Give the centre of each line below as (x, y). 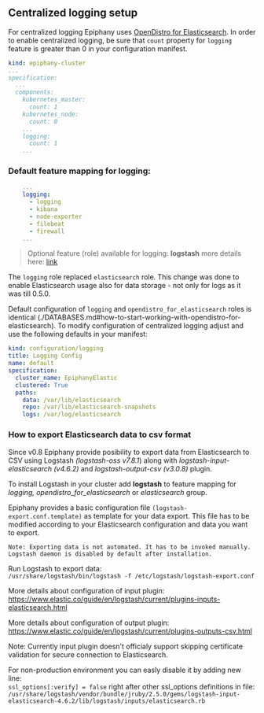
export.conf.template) (45, 516)
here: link (42, 262)
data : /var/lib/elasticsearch (72, 400)
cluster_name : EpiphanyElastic (66, 378)
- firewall (47, 231)
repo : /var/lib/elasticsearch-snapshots (89, 407)
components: (35, 92)
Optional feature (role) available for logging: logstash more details (134, 253)
